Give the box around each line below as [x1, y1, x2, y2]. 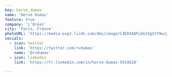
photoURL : [5, 31, 26, 36]
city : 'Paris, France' [5, 27, 53, 32]
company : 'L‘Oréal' [5, 21, 47, 27]
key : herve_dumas [5, 7, 42, 13]
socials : [5, 36, 24, 41]
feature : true [5, 17, 35, 22]
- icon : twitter [9, 41, 44, 46]
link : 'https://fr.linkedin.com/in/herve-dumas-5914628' [14, 60, 139, 65]
